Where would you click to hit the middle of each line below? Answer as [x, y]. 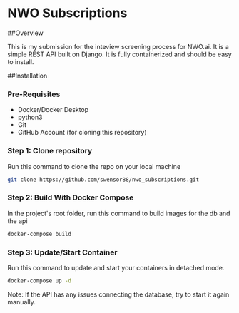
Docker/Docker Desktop [53, 110]
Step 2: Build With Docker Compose [71, 197]
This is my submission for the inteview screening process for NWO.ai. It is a [118, 46]
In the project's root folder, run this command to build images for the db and [119, 213]
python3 [30, 117]
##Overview [26, 33]
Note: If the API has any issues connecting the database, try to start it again [118, 294]
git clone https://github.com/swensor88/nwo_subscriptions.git [103, 180]
